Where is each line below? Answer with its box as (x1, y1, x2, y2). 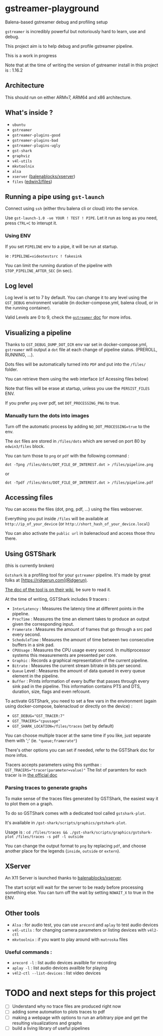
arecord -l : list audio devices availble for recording (12, 960, 117, 966)
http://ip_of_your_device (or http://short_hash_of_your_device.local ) (5, 521, 150, 527)
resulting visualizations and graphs (12, 1020, 82, 1026)
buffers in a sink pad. (12, 642, 55, 648)
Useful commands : (5, 949, 52, 955)
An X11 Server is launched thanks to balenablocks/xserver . (5, 875, 123, 881)
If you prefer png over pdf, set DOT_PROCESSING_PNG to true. (5, 400, 120, 406)
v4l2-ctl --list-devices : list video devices (12, 970, 101, 976)
